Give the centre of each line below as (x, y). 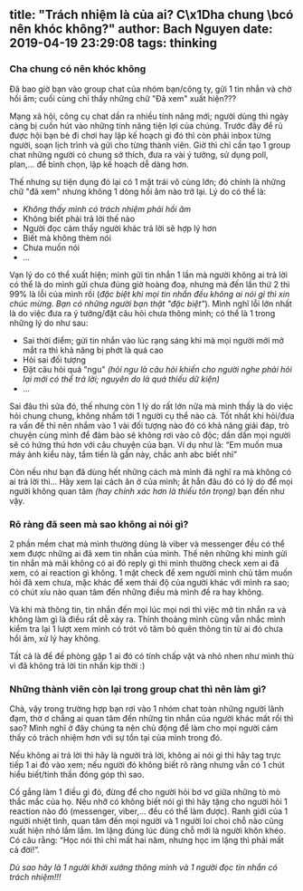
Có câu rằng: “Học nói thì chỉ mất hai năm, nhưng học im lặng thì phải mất (147, 840)
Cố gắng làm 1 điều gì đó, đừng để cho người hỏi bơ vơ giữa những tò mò (145, 792)
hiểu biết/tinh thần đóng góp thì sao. (77, 775)
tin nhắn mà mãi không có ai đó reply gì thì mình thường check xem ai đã (144, 563)
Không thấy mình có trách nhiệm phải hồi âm (107, 208)
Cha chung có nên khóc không (78, 69)
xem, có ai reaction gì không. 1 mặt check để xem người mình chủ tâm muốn (151, 572)
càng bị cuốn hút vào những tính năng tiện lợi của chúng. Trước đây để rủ (146, 125)
